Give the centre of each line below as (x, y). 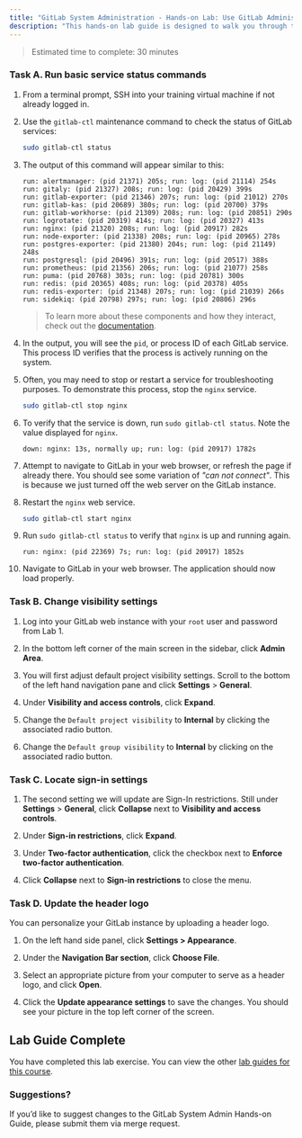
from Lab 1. (43, 631)
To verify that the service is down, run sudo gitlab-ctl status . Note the (156, 423)
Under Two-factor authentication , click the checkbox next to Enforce (152, 853)
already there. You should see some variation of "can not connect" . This (156, 475)
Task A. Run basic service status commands (108, 75)
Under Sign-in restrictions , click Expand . (99, 836)
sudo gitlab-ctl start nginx (77, 518)
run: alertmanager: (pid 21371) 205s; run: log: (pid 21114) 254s (149, 181)
